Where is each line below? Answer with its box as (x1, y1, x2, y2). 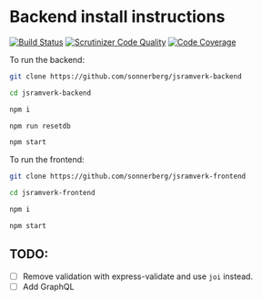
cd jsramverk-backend (9, 88, 92, 98)
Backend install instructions (9, 6, 226, 27)
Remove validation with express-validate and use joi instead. (22, 271, 253, 282)
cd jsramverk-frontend (9, 189, 96, 198)
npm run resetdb (9, 121, 71, 130)
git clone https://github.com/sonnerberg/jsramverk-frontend (9, 171, 247, 182)
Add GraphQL (22, 281, 75, 292)
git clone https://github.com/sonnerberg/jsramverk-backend (9, 71, 243, 81)
